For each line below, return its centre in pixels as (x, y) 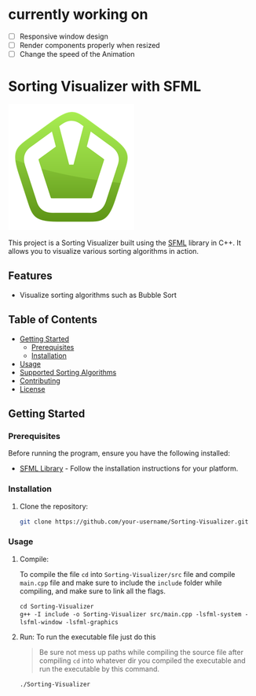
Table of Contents (53, 320)
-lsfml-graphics (92, 622)
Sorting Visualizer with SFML (105, 86)
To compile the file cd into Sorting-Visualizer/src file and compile (127, 574)
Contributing (40, 381)
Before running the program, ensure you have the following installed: (119, 453)
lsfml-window (41, 622)
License (32, 389)
